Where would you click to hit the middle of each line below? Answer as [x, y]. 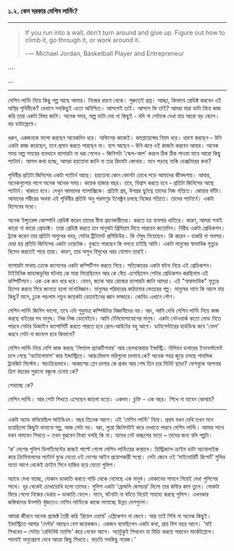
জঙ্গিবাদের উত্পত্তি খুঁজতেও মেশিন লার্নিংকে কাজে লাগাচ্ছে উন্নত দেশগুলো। [79, 502]
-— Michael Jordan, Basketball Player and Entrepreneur [105, 54]
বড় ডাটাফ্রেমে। [23, 124]
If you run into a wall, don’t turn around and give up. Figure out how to [125, 33]
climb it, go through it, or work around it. [83, 40]
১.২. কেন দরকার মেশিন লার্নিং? [43, 11]
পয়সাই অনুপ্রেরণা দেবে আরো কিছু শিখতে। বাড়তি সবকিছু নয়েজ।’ [72, 540]
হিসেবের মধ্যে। [23, 206]
